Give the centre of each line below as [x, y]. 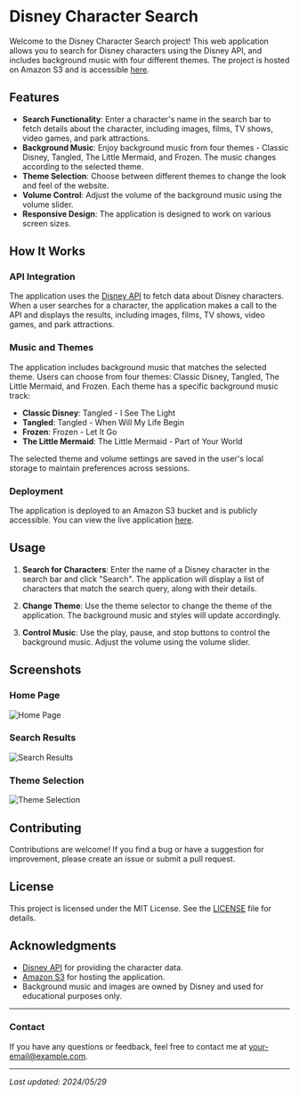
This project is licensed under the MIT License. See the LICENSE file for [141, 908]
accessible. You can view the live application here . [101, 520]
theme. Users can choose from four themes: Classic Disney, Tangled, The [145, 376]
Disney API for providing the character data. [103, 967]
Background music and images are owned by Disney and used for [143, 986]
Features [34, 98]
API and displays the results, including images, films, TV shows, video [137, 315]
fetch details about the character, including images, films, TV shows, [148, 128]
